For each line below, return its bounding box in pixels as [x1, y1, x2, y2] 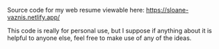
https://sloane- [145, 6, 189, 14]
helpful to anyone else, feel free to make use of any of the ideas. [7, 34, 192, 42]
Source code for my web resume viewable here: [7, 6, 145, 14]
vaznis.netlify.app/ [7, 13, 60, 21]
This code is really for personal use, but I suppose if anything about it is [7, 27, 212, 35]
